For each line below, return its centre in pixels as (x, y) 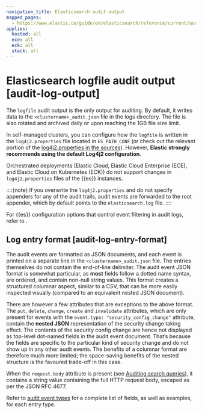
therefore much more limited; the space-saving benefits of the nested (93, 355)
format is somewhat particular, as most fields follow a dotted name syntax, (99, 273)
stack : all (25, 51)
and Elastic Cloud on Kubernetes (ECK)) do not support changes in (89, 171)
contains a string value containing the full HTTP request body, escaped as (98, 380)
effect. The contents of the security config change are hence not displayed (99, 330)
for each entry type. (31, 404)
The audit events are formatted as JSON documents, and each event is (94, 254)
